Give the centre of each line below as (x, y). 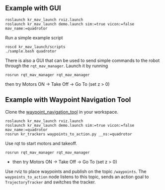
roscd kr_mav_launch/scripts (35, 47)
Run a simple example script (34, 37)
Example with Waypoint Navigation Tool (68, 100)
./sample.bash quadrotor (31, 51)
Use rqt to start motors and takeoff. (41, 143)
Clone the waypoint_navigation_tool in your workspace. (62, 112)
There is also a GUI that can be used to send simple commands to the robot (82, 60)
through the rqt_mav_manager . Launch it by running (57, 66)
